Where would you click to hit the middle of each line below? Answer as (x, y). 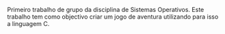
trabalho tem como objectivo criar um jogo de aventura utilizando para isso (113, 17)
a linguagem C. (28, 24)
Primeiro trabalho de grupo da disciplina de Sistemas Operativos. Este (106, 10)
